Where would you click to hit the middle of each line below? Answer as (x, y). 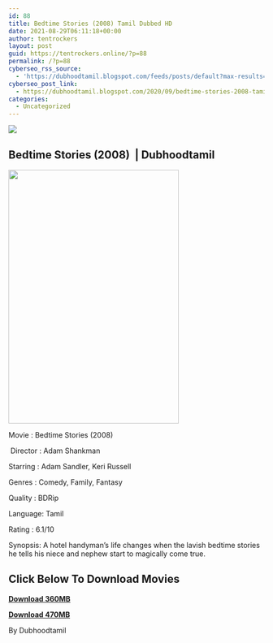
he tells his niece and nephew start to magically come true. (107, 554)
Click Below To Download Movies (94, 579)
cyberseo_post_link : (43, 84)
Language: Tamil (36, 513)
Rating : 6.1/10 (31, 529)
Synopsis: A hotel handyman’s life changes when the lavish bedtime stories (134, 545)
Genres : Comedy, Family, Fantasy (66, 482)
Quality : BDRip (34, 498)
